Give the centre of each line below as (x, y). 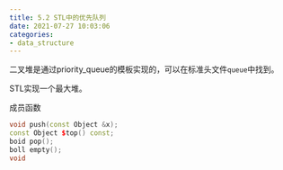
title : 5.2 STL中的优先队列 (57, 18)
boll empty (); (36, 149)
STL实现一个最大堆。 (48, 89)
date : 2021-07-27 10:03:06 (60, 26)
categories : (31, 34)
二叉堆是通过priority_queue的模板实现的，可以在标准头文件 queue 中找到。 (144, 69)
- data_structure (42, 43)
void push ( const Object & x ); (64, 125)
